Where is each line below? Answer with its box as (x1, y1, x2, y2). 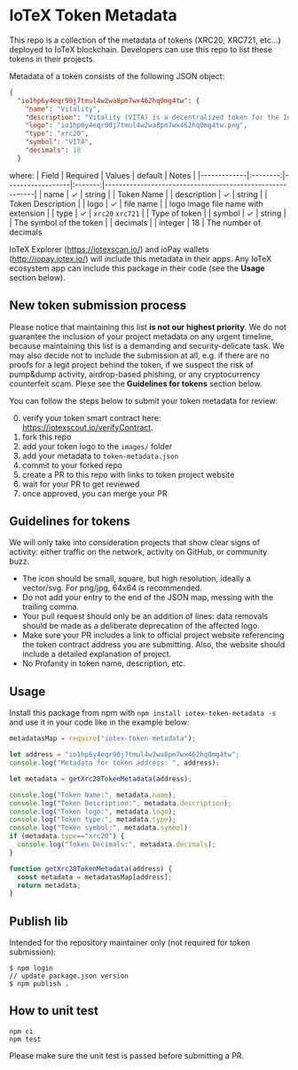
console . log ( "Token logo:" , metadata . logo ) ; (9, 807, 176, 816)
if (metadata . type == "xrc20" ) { (9, 832, 125, 841)
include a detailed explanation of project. (21, 649, 171, 660)
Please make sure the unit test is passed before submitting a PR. (9, 1050, 245, 1061)
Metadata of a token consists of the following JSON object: (9, 70, 225, 81)
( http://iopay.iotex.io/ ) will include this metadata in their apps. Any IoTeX (9, 253, 272, 264)
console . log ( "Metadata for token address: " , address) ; (9, 758, 220, 767)
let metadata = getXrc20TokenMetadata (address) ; (9, 774, 192, 783)
